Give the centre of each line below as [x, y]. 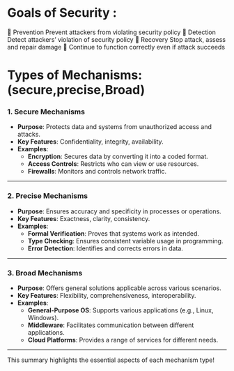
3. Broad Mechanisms [45, 273]
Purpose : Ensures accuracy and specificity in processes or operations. [119, 211]
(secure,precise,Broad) [76, 90]
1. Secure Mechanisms [46, 112]
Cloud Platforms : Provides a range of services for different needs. [123, 340]
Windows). [43, 318]
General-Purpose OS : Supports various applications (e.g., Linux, [120, 310]
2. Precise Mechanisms [48, 196]
